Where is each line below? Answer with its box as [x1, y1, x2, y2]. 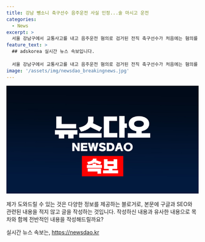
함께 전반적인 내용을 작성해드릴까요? [17, 216, 104, 222]
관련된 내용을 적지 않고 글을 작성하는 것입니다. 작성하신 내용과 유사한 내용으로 [6, 208, 190, 215]
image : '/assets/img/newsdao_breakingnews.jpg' [6, 68, 130, 74]
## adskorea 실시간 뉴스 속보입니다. [12, 49, 95, 55]
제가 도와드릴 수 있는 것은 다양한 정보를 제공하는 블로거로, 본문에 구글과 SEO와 [6, 201, 193, 207]
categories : [6, 16, 37, 23]
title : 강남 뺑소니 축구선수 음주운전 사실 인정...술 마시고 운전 [6, 10, 149, 16]
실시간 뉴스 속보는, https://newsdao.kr [6, 229, 99, 236]
